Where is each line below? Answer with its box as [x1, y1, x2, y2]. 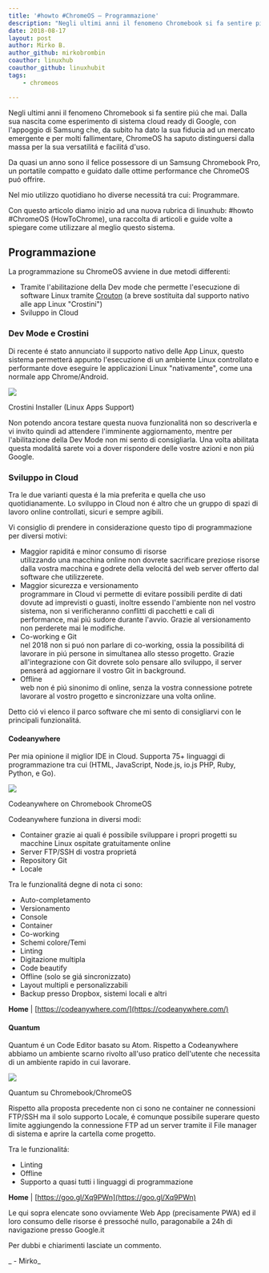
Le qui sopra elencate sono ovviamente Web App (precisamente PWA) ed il [8, 1208, 256, 1218]
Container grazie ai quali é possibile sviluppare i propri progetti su [19, 830, 238, 840]
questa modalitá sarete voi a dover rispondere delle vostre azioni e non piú [8, 443, 255, 453]
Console [19, 912, 48, 922]
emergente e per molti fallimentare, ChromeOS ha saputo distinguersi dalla [8, 133, 255, 143]
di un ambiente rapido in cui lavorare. [8, 1057, 131, 1067]
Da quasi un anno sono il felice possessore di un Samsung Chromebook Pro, [8, 157, 261, 167]
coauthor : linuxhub [8, 57, 74, 65]
